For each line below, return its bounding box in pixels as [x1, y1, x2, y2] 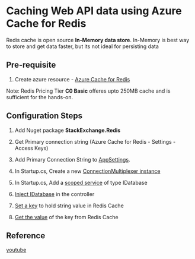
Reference [6, 230, 46, 241]
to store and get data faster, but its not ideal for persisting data [6, 43, 159, 50]
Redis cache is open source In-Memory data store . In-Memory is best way [6, 36, 190, 43]
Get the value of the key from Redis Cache [14, 213, 119, 220]
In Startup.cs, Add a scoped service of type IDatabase [14, 179, 148, 186]
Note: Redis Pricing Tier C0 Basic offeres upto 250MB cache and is [6, 87, 171, 94]
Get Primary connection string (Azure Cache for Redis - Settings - [14, 138, 176, 145]
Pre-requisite [6, 60, 56, 70]
